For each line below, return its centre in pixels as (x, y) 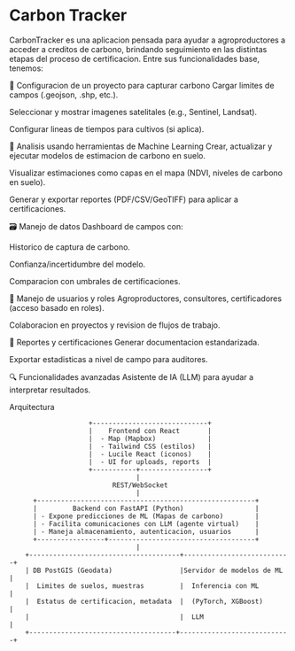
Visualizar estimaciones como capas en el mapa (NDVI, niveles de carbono (146, 173)
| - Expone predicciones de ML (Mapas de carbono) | (146, 516)
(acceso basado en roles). (57, 307)
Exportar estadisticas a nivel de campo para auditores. (109, 359)
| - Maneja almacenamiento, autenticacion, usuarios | (146, 531)
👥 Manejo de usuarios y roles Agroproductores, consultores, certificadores (145, 298)
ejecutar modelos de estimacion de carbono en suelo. (108, 155)
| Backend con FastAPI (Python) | (146, 508)
